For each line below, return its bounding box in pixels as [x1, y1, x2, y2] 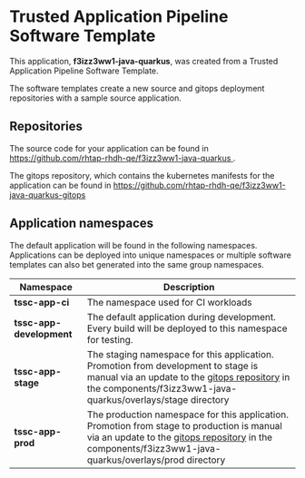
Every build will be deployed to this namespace [86, 322, 288, 335]
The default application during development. [86, 310, 277, 323]
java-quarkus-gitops [9, 189, 86, 200]
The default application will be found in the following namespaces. [9, 239, 258, 250]
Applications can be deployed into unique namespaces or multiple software [9, 249, 292, 260]
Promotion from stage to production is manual [86, 419, 283, 432]
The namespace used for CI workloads [86, 296, 252, 308]
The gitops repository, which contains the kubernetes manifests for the [9, 170, 275, 180]
